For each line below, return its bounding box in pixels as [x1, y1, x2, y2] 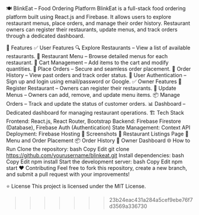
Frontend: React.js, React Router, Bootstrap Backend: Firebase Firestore [6, 118, 181, 125]
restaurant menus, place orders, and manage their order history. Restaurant [6, 20, 191, 27]
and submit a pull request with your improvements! [6, 171, 130, 178]
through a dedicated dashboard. [6, 32, 85, 39]
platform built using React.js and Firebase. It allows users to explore [6, 14, 172, 20]
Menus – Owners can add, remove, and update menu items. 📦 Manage [6, 91, 181, 98]
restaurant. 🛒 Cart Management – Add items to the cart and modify [6, 59, 169, 66]
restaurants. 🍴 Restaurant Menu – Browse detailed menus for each [6, 53, 168, 59]
